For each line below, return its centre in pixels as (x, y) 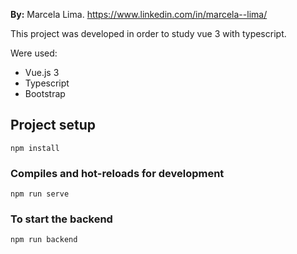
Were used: (34, 53)
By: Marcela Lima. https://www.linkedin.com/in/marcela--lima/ (139, 14)
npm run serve (40, 194)
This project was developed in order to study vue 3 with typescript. (148, 33)
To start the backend (61, 219)
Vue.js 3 (42, 72)
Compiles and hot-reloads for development (117, 173)
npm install (35, 148)
